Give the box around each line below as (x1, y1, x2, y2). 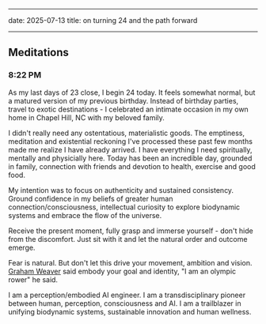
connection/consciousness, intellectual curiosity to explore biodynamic (8, 202, 241, 212)
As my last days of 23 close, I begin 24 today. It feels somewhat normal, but (8, 88, 256, 97)
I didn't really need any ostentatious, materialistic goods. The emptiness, (8, 128, 245, 138)
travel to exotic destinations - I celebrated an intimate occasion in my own (8, 104, 249, 114)
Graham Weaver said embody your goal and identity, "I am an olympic (8, 266, 237, 276)
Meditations (8, 46, 70, 59)
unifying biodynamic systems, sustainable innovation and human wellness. (8, 307, 252, 316)
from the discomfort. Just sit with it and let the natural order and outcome (8, 234, 248, 243)
